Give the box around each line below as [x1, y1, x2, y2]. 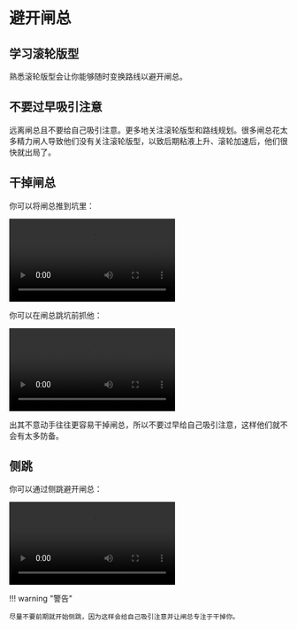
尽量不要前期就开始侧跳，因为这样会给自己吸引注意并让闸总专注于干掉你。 [9, 612, 240, 622]
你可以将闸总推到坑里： [9, 200, 95, 211]
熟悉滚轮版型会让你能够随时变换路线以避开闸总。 [9, 72, 187, 81]
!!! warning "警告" [9, 594, 73, 604]
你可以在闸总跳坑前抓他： [9, 310, 103, 320]
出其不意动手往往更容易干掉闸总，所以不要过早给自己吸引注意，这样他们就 [9, 419, 280, 430]
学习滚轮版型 [9, 46, 80, 61]
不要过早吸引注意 [9, 99, 103, 115]
